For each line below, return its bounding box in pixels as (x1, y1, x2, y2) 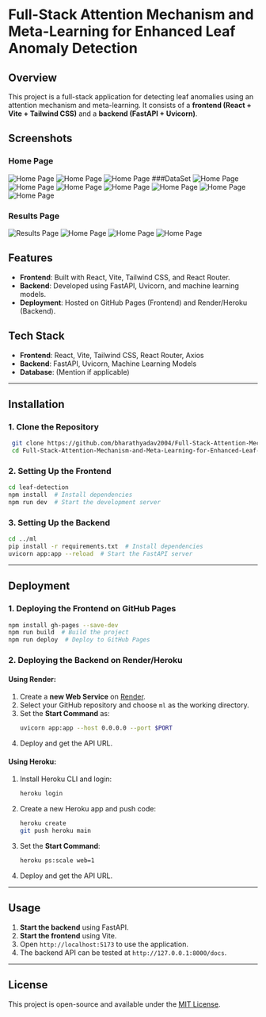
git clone (11, 439, 44, 448)
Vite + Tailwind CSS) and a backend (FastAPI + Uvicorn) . (8, 109, 198, 118)
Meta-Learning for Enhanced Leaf (8, 22, 236, 40)
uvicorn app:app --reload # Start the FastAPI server (8, 550, 193, 558)
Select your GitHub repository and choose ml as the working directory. (19, 700, 249, 710)
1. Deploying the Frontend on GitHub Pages (8, 603, 177, 614)
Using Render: (8, 674, 57, 684)
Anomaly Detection (8, 40, 139, 57)
